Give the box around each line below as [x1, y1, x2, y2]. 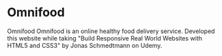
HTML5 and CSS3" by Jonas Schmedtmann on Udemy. [7, 41, 163, 49]
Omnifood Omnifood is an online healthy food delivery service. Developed [7, 27, 215, 35]
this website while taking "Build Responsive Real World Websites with [7, 34, 203, 42]
